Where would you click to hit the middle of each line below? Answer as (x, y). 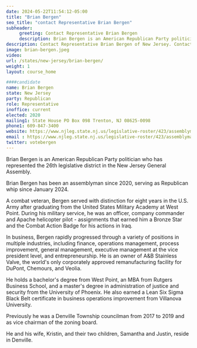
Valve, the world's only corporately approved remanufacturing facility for (94, 262)
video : (14, 55)
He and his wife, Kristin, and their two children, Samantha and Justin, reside (98, 333)
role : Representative (33, 104)
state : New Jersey (28, 93)
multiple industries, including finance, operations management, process (93, 243)
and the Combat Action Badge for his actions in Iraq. (69, 225)
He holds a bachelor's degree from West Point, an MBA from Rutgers (89, 279)
